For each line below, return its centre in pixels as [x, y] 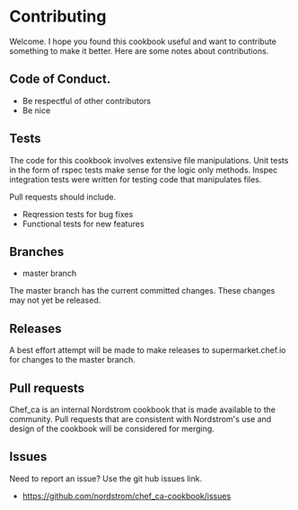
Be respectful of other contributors [86, 101]
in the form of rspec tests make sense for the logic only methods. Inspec [144, 170]
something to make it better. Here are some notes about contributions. [139, 50]
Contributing [58, 17]
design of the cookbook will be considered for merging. [112, 429]
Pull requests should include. [63, 197]
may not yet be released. [55, 300]
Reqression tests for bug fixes [78, 214]
